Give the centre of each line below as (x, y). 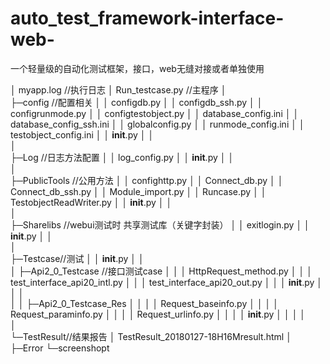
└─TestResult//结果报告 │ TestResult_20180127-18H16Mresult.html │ (151, 336)
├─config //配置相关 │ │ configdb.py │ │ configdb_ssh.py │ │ (136, 102)
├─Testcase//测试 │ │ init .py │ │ (77, 258)
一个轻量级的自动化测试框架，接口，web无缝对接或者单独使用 (137, 68)
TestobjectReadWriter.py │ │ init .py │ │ (91, 202)
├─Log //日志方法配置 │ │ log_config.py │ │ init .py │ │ (122, 157)
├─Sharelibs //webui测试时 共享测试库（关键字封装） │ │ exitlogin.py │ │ (160, 224)
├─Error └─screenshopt (60, 348)
